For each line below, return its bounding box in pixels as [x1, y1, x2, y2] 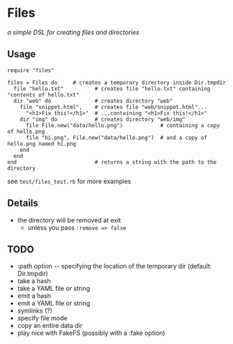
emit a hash [17, 292, 51, 300]
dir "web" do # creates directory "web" [13, 97, 173, 104]
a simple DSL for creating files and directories [7, 28, 140, 36]
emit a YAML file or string [17, 299, 91, 308]
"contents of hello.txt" [7, 91, 80, 99]
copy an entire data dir [17, 322, 83, 330]
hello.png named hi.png [7, 140, 77, 148]
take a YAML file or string [17, 285, 91, 293]
